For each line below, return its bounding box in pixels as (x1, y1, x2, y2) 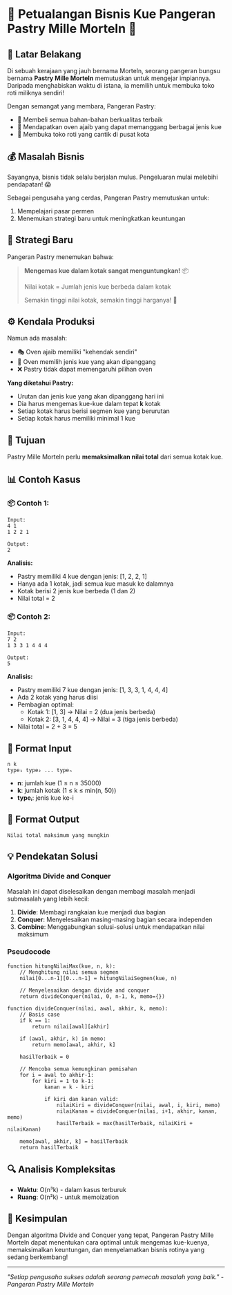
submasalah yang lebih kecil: (7, 894, 90, 903)
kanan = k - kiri (43, 1084, 95, 1091)
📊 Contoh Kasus (7, 473, 81, 486)
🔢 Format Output (7, 814, 80, 825)
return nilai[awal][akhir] (32, 1023, 110, 1030)
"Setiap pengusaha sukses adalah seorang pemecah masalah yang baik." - (7, 1273, 224, 1281)
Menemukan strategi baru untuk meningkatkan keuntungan (17, 214, 186, 222)
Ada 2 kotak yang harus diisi (17, 693, 98, 702)
